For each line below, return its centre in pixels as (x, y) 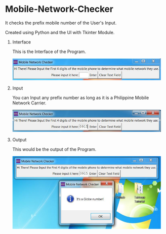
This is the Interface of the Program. (49, 51)
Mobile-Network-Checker (59, 9)
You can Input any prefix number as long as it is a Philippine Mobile (81, 98)
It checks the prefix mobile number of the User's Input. (61, 23)
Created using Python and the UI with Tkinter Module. (60, 32)
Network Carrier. (29, 103)
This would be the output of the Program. (54, 149)
